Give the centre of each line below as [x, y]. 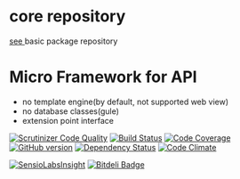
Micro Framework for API [103, 77]
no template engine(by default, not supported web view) [125, 102]
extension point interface [68, 120]
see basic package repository [64, 41]
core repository [68, 16]
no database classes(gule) [71, 111]
